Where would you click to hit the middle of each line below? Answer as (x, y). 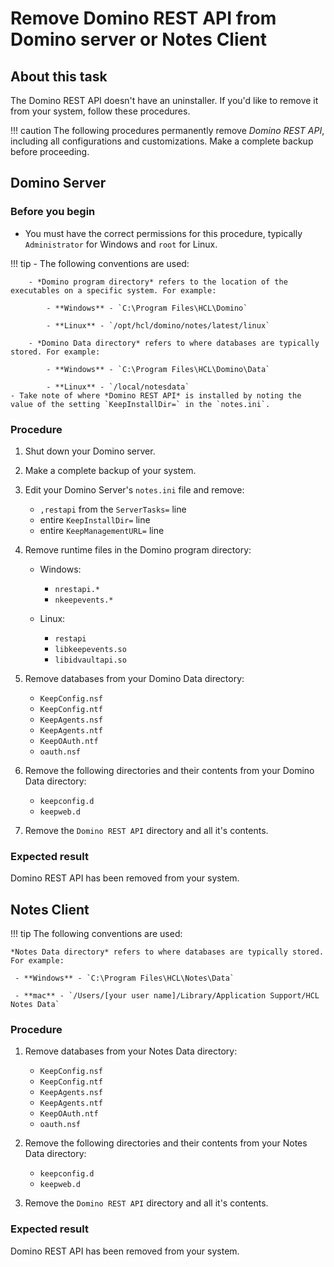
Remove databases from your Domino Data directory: (134, 678)
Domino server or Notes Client (138, 39)
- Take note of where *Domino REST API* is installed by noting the (156, 395)
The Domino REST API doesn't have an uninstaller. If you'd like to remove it (164, 100)
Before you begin (53, 212)
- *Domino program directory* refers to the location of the (158, 282)
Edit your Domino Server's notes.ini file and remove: (134, 489)
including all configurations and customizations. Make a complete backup (162, 141)
